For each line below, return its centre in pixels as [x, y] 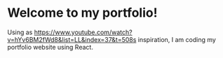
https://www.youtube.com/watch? [83, 32]
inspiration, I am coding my [177, 39]
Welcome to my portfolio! [82, 13]
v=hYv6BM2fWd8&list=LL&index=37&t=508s [72, 39]
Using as [20, 32]
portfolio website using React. [50, 47]
